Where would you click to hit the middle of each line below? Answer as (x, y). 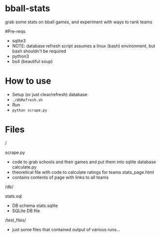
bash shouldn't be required (39, 51)
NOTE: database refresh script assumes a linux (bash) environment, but (84, 46)
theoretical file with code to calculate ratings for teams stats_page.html (83, 172)
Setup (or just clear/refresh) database (50, 94)
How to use (28, 81)
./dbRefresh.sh (27, 100)
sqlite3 (19, 41)
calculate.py (24, 167)
